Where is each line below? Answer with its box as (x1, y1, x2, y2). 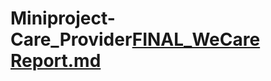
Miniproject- (10, 7, 116, 30)
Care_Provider (10, 28, 133, 51)
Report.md (10, 50, 102, 72)
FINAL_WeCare (131, 28, 261, 51)
